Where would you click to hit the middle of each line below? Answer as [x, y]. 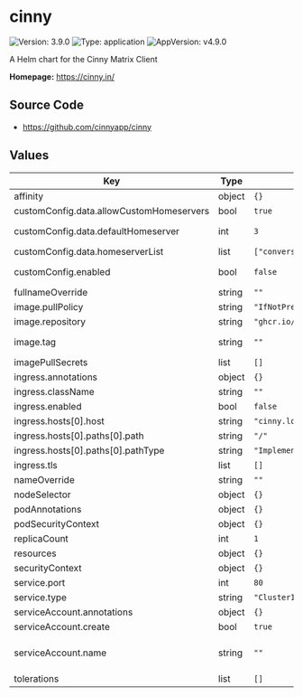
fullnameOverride [51, 292]
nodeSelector [42, 494]
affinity [28, 196]
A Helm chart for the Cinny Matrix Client [83, 59]
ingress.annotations [55, 377]
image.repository [50, 321]
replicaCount [41, 538]
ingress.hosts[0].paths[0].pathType [89, 450]
